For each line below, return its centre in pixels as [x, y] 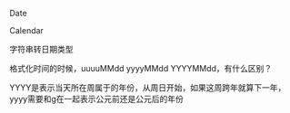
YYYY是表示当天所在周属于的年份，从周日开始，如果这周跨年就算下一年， [148, 88]
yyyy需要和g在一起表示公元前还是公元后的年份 [97, 99]
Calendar [26, 30]
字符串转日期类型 [41, 49]
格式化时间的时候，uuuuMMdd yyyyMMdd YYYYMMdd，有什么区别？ [141, 68]
